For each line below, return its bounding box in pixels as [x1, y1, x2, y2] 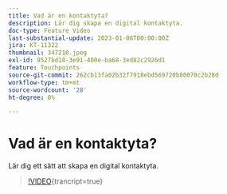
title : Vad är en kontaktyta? [8, 11, 109, 20]
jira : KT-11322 [8, 42, 59, 49]
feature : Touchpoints [8, 64, 80, 72]
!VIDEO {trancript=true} [27, 176, 104, 186]
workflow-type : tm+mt [8, 78, 80, 86]
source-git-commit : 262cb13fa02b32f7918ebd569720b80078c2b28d [8, 71, 219, 79]
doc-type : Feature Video [8, 26, 91, 34]
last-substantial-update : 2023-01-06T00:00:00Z [8, 34, 170, 42]
